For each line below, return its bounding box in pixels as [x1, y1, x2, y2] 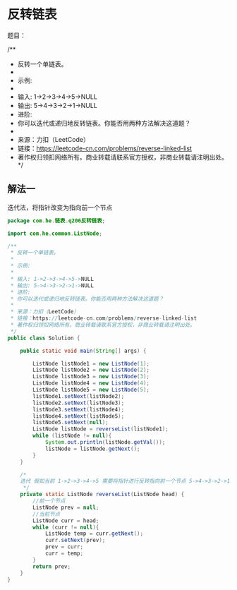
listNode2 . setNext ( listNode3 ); [32, 399, 125, 407]
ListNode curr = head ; [32, 517, 99, 524]
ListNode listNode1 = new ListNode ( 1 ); [32, 360, 150, 367]
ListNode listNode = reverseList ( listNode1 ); [32, 426, 169, 433]
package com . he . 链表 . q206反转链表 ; [7, 217, 106, 224]
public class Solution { [7, 335, 80, 342]
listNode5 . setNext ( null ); [32, 419, 109, 426]
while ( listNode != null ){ [32, 432, 112, 440]
